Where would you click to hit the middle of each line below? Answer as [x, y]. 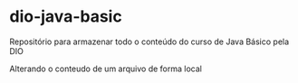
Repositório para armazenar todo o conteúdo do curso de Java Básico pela [149, 41]
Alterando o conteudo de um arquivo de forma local [106, 69]
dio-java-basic [66, 17]
